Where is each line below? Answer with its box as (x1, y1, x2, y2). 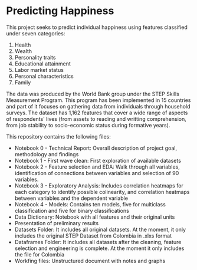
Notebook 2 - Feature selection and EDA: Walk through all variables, (14, 163, 180, 170)
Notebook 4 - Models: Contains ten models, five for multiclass (14, 200, 166, 208)
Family (14, 78, 31, 86)
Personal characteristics (14, 73, 74, 80)
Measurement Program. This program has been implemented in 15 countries (6, 96, 191, 104)
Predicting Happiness (6, 4, 114, 18)
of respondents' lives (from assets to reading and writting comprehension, (6, 115, 187, 122)
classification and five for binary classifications (14, 207, 130, 214)
